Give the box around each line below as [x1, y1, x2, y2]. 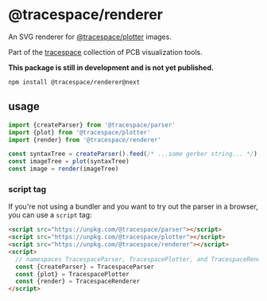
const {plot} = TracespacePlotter [15, 270, 130, 278]
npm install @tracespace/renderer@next [8, 78, 141, 86]
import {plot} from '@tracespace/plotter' [8, 128, 151, 136]
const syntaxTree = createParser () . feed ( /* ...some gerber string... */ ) [8, 150, 258, 158]
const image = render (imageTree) [8, 165, 119, 173]
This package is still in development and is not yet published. [8, 62, 215, 72]
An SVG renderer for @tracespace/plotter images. [8, 32, 172, 41]
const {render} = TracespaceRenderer [15, 277, 141, 286]
